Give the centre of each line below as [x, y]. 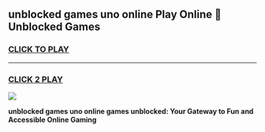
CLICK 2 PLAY [35, 79]
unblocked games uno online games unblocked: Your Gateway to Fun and [131, 111]
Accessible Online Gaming [52, 119]
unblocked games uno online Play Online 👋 [115, 15]
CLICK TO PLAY [39, 50]
